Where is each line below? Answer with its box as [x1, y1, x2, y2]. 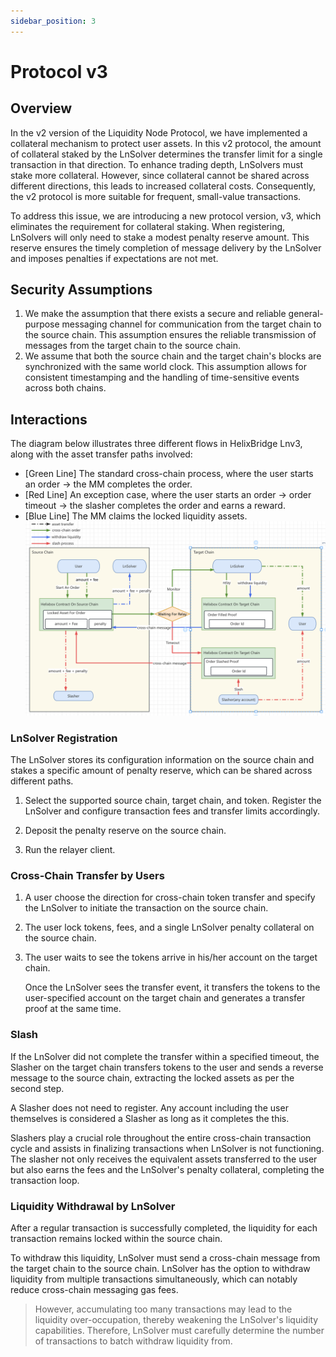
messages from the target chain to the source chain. [24, 340, 242, 352]
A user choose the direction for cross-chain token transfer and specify [24, 891, 316, 904]
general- [288, 308, 324, 320]
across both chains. [24, 382, 107, 394]
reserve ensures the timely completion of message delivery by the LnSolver [10, 241, 322, 254]
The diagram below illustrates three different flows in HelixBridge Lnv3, [10, 438, 303, 450]
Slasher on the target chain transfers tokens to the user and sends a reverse [10, 1061, 324, 1073]
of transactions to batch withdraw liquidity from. [34, 1335, 233, 1347]
